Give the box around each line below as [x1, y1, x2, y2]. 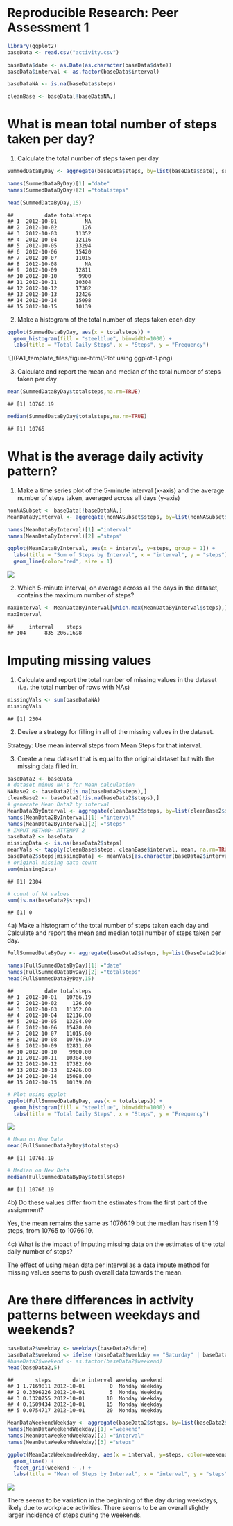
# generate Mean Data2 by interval [7, 801, 110, 808]
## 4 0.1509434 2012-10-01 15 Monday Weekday [7, 1401, 163, 1408]
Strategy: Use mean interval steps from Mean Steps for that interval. [7, 741, 202, 749]
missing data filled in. [17, 762, 78, 770]
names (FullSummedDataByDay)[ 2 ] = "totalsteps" [7, 969, 141, 976]
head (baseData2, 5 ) [7, 1364, 60, 1371]
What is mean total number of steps [7, 117, 217, 133]
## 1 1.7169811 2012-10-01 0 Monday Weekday [7, 1383, 163, 1390]
